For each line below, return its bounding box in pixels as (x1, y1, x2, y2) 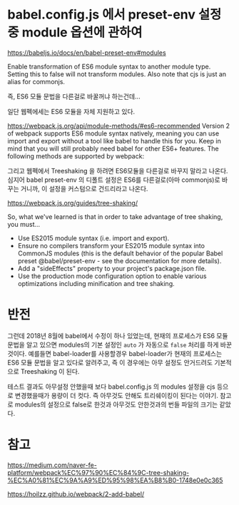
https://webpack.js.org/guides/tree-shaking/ (7, 198, 138, 207)
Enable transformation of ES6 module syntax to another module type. (7, 62, 211, 71)
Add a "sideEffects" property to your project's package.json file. (17, 264, 207, 272)
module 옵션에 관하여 (21, 24, 143, 41)
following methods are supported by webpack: (7, 151, 145, 160)
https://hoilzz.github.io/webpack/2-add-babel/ (7, 489, 145, 498)
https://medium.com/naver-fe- (7, 461, 98, 469)
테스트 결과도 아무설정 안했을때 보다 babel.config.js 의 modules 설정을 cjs (7, 382, 215, 391)
